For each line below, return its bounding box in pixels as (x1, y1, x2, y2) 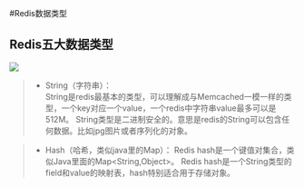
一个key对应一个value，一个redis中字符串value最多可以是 (61, 103, 277, 113)
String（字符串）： (44, 80, 112, 91)
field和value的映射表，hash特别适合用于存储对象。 (44, 167, 236, 178)
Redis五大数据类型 (9, 37, 113, 53)
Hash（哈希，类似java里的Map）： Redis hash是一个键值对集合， (44, 144, 288, 155)
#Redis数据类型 (9, 8, 68, 18)
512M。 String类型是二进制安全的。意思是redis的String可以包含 (44, 113, 282, 124)
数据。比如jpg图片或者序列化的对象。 (53, 125, 193, 136)
